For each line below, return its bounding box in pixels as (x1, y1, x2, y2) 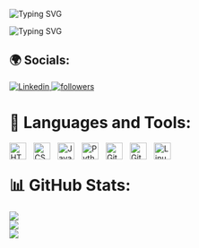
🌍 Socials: (9, 53, 70, 68)
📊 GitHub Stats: (9, 175, 132, 195)
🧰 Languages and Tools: (9, 113, 192, 133)
